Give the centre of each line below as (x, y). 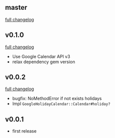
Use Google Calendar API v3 (41, 56)
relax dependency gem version (43, 62)
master (16, 8)
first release (24, 131)
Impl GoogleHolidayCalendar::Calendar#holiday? (61, 104)
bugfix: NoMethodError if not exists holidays (57, 99)
